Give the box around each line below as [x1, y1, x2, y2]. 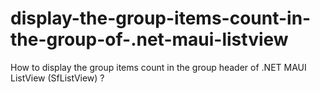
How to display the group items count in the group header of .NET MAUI [10, 61, 307, 73]
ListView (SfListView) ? [10, 72, 105, 84]
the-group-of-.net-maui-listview [10, 28, 289, 51]
